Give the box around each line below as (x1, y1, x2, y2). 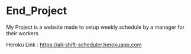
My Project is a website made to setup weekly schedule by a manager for (6, 23, 185, 31)
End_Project (6, 4, 67, 18)
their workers (6, 29, 38, 36)
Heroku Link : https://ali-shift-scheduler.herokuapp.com (6, 41, 142, 48)
